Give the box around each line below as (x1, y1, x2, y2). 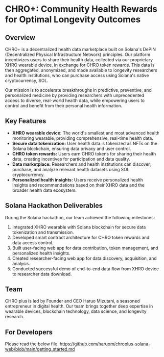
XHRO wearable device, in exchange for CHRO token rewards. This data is (5, 62, 155, 68)
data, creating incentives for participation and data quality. (12, 156, 130, 162)
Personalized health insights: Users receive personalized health (12, 177, 143, 182)
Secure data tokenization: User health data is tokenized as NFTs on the (12, 140, 158, 146)
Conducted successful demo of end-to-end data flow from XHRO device (12, 266, 159, 272)
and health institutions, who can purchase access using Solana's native (5, 73, 149, 78)
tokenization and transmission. (12, 229, 74, 235)
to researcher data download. (12, 271, 72, 277)
